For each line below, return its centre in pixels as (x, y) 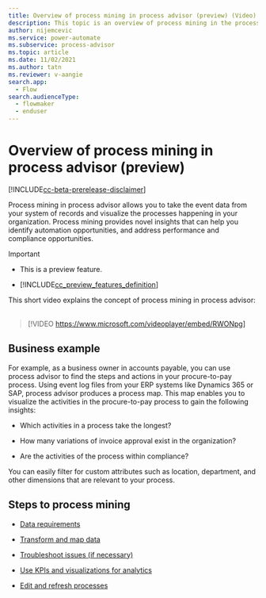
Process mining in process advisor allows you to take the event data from (128, 205)
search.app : (28, 82)
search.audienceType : (44, 97)
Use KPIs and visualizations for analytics (86, 570)
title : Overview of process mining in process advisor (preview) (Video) (133, 15)
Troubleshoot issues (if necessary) (76, 554)
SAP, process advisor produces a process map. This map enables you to (127, 393)
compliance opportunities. (51, 238)
